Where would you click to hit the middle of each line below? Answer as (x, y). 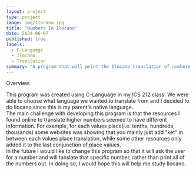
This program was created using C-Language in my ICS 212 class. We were (97, 94)
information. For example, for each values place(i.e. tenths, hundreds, (90, 126)
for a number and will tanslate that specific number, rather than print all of (95, 158)
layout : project (26, 12)
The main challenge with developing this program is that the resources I (93, 113)
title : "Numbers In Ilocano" (42, 28)
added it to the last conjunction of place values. (64, 145)
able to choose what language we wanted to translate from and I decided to (98, 101)
